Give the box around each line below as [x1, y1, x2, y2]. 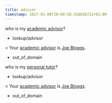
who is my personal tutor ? [5, 64, 58, 70]
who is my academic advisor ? [5, 25, 66, 31]
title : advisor [5, 7, 37, 12]
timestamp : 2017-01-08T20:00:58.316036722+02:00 [5, 12, 107, 17]
